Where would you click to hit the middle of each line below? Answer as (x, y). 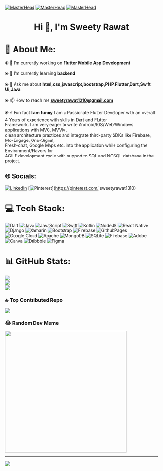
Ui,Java (13, 89)
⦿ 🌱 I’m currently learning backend (40, 73)
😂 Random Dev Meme (32, 323)
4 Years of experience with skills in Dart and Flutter (56, 120)
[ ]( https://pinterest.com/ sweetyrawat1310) (82, 188)
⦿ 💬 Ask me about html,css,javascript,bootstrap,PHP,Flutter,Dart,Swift (78, 84)
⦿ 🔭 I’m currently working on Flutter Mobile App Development (68, 63)
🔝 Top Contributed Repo (34, 300)
